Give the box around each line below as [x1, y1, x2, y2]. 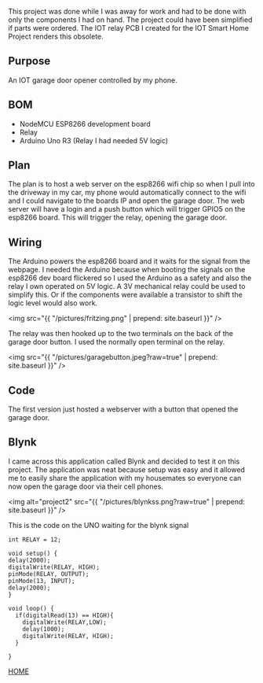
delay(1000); [22, 625, 65, 633]
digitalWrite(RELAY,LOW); [22, 618, 108, 626]
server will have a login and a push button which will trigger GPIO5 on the [8, 205, 246, 214]
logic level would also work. [8, 298, 98, 308]
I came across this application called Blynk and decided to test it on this [8, 456, 240, 466]
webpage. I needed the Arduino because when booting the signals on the [8, 265, 246, 275]
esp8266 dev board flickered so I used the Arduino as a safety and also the [8, 273, 252, 282]
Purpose [8, 54, 51, 68]
